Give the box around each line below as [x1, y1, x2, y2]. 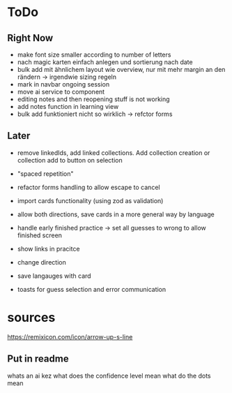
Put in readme [7, 353, 69, 365]
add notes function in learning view [17, 103, 119, 110]
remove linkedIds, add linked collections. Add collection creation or [17, 148, 210, 157]
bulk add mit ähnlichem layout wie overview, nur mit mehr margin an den [17, 66, 226, 73]
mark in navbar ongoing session [17, 80, 110, 88]
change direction [17, 258, 66, 266]
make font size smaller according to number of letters [17, 50, 171, 59]
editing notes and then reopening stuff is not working [17, 95, 170, 103]
